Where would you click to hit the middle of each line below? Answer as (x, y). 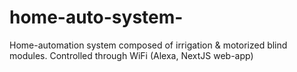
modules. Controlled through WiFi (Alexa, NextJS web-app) (131, 55)
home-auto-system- (96, 17)
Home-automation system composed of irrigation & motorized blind (148, 45)
